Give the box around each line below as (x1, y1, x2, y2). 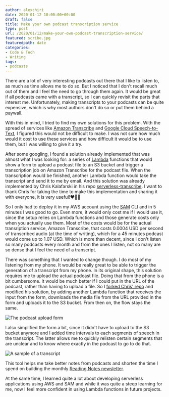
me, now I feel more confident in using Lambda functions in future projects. (5, 386, 162, 392)
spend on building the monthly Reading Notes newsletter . (5, 366, 125, 372)
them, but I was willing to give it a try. (5, 141, 83, 147)
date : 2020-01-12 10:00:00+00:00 (5, 12, 76, 17)
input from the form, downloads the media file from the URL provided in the (5, 294, 161, 300)
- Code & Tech (5, 50, 35, 55)
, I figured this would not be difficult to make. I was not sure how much (14, 130, 160, 137)
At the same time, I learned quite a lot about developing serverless (5, 375, 143, 382)
